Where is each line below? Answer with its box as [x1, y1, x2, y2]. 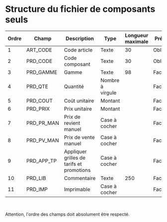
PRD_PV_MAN [26, 137, 59, 144]
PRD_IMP [26, 186, 48, 193]
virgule [100, 89, 117, 96]
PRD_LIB [26, 174, 46, 181]
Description [65, 35, 94, 42]
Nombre [100, 77, 120, 84]
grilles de [64, 154, 86, 161]
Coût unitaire [64, 97, 94, 104]
